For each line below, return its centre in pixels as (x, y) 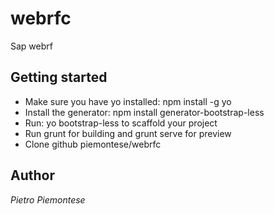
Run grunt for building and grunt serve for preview (128, 133)
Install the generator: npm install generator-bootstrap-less (144, 112)
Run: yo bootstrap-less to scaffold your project (121, 123)
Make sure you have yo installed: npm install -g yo (128, 101)
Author (32, 175)
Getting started (59, 77)
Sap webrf (31, 46)
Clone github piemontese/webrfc (93, 144)
